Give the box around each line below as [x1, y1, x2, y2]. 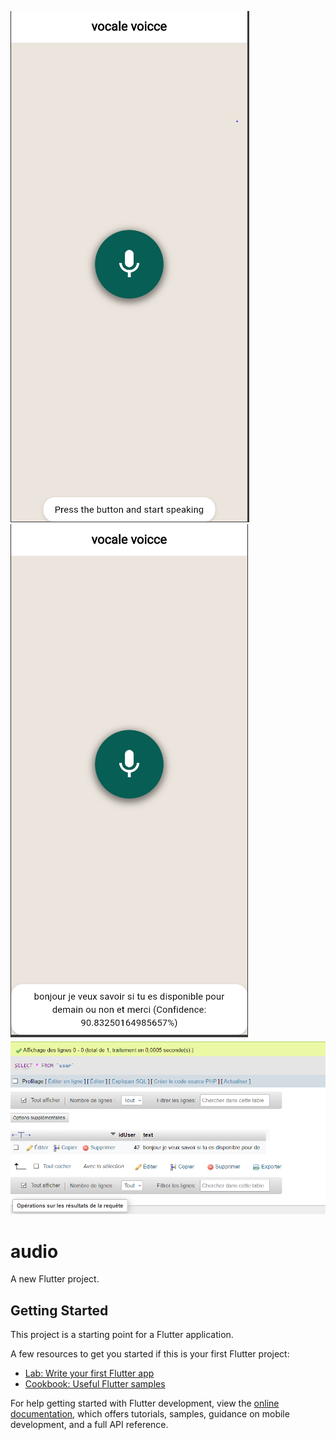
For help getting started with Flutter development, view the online [10, 1397, 280, 1410]
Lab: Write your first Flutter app [24, 1367, 155, 1380]
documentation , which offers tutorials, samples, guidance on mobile [10, 1408, 290, 1420]
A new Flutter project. [10, 1273, 100, 1285]
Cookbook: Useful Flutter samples [24, 1378, 166, 1390]
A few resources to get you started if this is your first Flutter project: [10, 1348, 290, 1360]
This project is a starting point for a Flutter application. [10, 1329, 234, 1341]
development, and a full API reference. [10, 1419, 169, 1431]
